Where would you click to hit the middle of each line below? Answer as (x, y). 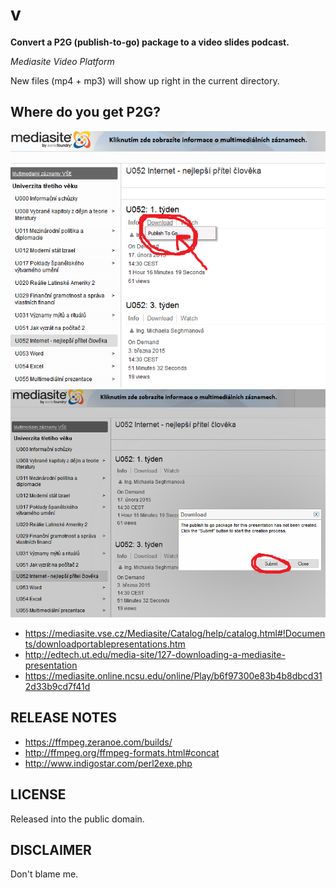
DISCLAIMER (51, 849)
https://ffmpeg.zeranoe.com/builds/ (98, 742)
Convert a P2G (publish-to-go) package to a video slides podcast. (150, 42)
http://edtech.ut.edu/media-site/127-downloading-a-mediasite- (155, 654)
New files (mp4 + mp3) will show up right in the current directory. (145, 80)
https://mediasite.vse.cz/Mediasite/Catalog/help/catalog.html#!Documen (175, 633)
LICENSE (38, 794)
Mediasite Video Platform (62, 61)
